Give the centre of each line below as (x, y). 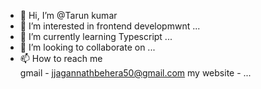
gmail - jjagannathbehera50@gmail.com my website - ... (135, 73)
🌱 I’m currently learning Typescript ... (96, 36)
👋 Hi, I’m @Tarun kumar (68, 15)
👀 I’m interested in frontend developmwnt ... (110, 26)
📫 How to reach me (61, 58)
